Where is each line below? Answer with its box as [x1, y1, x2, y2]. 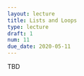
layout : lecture [7, 10, 55, 18]
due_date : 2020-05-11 [7, 43, 71, 50]
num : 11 [7, 37, 30, 44]
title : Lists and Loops [7, 17, 78, 24]
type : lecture [7, 23, 49, 30]
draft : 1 [7, 30, 33, 37]
